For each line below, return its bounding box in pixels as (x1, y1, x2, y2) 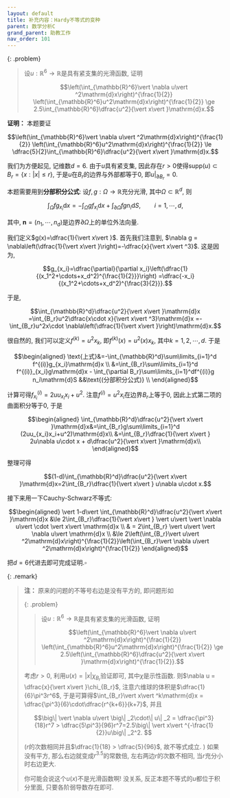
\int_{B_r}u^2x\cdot (9, 322, 64, 330)
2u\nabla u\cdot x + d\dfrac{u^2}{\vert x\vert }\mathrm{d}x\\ (30, 437, 201, 445)
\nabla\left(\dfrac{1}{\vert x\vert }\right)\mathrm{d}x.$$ (65, 322, 222, 330)
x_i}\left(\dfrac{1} (139, 264, 188, 273)
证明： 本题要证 (7, 118, 51, 127)
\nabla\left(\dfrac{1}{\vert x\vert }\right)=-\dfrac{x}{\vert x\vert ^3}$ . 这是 (7, 242, 214, 251)
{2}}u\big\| (95, 728, 126, 737)
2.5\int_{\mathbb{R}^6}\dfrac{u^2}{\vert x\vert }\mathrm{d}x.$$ (33, 105, 215, 113)
